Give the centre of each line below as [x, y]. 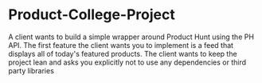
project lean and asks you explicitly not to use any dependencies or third [127, 62]
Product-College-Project [92, 15]
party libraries [31, 70]
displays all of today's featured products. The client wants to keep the [123, 53]
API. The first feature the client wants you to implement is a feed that [121, 45]
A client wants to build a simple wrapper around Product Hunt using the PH [131, 37]
